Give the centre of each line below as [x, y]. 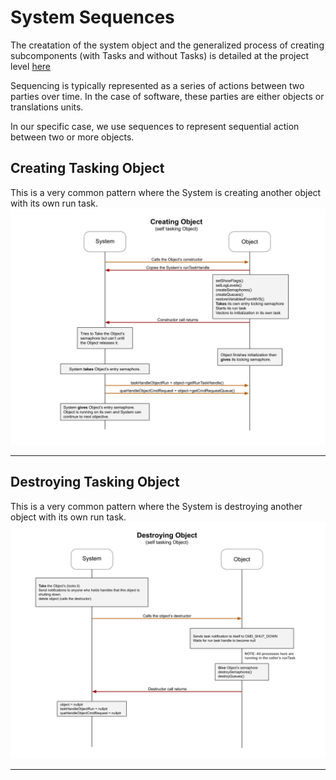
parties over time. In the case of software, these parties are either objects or [167, 96]
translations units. [47, 107]
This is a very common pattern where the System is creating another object [166, 192]
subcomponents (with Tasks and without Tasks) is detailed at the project [160, 55]
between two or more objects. [72, 137]
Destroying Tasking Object [95, 482]
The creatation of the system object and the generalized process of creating [167, 45]
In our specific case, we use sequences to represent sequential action [155, 126]
